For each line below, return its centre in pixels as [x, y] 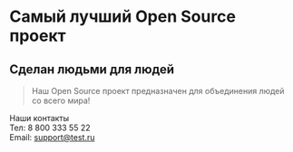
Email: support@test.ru [52, 137]
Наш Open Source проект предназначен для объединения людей [158, 91]
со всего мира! [61, 100]
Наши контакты [39, 118]
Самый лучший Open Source [122, 17]
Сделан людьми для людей [92, 69]
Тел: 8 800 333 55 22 [50, 128]
